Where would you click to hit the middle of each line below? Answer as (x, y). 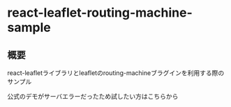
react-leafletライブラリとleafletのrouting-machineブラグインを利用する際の (116, 73)
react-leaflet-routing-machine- (100, 13)
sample (29, 27)
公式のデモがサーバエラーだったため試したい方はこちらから (93, 96)
